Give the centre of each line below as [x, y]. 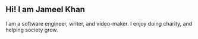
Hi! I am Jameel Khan [45, 10]
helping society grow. [32, 30]
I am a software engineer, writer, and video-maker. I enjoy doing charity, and [99, 23]
